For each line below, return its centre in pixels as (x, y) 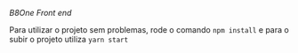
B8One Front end (40, 13)
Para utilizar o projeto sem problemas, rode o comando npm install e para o (149, 30)
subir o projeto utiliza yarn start (69, 39)
